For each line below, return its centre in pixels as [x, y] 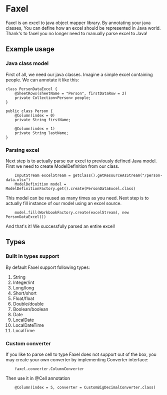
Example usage [30, 49]
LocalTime [24, 330]
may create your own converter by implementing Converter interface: [77, 359]
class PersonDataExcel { [31, 89]
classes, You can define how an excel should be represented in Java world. [83, 28]
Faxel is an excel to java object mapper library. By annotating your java [78, 23]
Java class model [27, 63]
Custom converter [28, 343]
